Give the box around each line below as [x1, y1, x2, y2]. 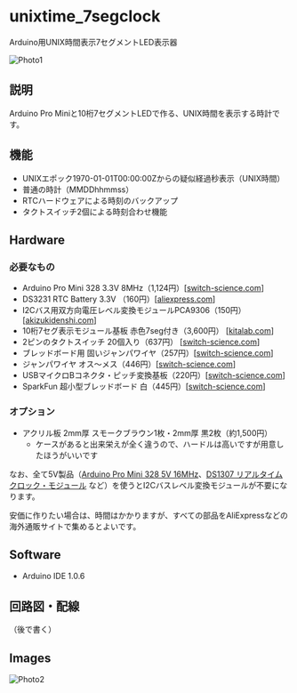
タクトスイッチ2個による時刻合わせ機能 [21, 206, 167, 217]
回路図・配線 [9, 599, 80, 614]
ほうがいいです [43, 449, 99, 460]
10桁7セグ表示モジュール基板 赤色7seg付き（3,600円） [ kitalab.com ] [21, 326, 274, 336]
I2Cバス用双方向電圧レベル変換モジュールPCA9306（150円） [21, 305, 246, 316]
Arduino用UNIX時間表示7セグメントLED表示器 [9, 36, 178, 47]
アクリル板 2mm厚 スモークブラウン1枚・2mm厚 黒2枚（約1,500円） [21, 427, 273, 438]
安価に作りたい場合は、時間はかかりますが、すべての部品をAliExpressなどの [9, 510, 289, 520]
